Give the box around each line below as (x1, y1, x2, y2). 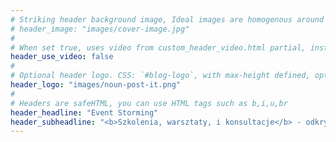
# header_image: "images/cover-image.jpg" (10, 24, 190, 34)
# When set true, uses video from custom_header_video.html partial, (10, 42, 307, 53)
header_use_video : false (10, 52, 114, 62)
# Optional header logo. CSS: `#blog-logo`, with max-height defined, (10, 71, 311, 81)
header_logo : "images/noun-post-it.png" (10, 80, 182, 90)
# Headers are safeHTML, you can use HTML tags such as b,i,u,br (10, 98, 288, 108)
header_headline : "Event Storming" (10, 107, 159, 118)
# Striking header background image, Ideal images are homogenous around (10, 14, 325, 25)
